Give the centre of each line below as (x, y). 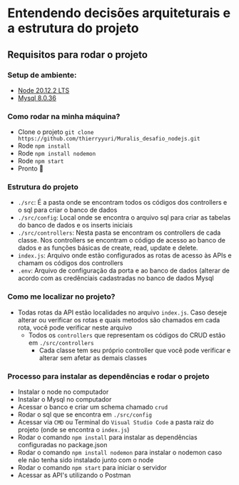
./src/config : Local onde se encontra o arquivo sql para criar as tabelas (124, 218)
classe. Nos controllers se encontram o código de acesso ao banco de (122, 240)
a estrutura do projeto (73, 28)
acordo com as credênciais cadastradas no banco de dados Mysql (116, 278)
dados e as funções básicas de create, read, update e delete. (108, 248)
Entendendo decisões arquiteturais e (119, 13)
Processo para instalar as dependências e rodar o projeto (108, 376)
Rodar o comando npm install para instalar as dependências (107, 437)
